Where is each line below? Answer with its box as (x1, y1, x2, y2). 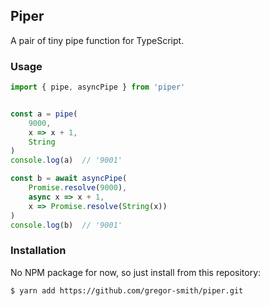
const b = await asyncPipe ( (10, 174, 128, 184)
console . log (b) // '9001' (10, 220, 123, 230)
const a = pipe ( (10, 109, 78, 119)
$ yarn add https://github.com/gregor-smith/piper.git (10, 285, 244, 296)
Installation (10, 244, 67, 258)
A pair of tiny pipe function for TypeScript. (10, 34, 185, 46)
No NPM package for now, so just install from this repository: (10, 266, 262, 278)
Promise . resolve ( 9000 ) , (28, 183, 128, 193)
